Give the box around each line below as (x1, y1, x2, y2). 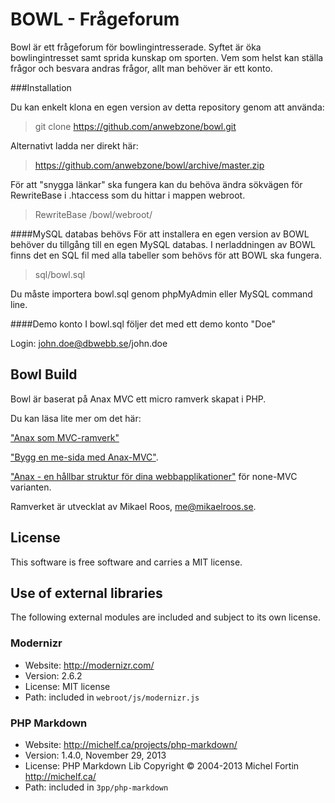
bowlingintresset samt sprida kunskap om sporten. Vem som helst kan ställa (10, 51, 324, 63)
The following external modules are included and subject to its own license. (10, 611, 321, 623)
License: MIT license (24, 680, 111, 692)
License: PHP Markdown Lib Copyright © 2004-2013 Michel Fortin (24, 759, 300, 772)
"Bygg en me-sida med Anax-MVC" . (10, 451, 159, 463)
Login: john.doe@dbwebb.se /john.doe (10, 337, 168, 349)
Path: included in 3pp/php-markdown (24, 781, 169, 793)
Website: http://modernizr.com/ (24, 659, 155, 671)
